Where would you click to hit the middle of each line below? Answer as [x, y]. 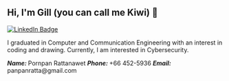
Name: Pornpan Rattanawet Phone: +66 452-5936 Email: [89, 63]
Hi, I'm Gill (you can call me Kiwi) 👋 [83, 13]
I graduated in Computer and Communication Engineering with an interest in [115, 43]
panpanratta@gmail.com [42, 70]
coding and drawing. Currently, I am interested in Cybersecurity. [98, 49]
